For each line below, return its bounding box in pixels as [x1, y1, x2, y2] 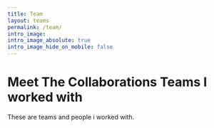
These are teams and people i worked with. [7, 112, 135, 121]
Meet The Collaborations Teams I [7, 74, 208, 90]
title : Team [7, 10, 43, 18]
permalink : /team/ [7, 23, 62, 31]
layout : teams [7, 17, 50, 24]
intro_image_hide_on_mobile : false [7, 43, 113, 50]
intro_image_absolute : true [7, 37, 91, 44]
